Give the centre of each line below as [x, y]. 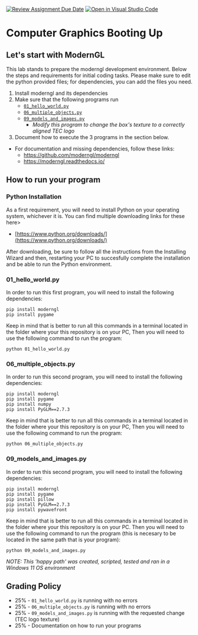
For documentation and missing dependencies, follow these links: [95, 149]
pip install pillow [30, 499]
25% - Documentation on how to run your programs [78, 626]
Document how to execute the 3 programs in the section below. [92, 137]
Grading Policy [34, 586]
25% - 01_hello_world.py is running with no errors [76, 601]
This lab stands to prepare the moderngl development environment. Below [97, 69]
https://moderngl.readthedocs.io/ [64, 161]
